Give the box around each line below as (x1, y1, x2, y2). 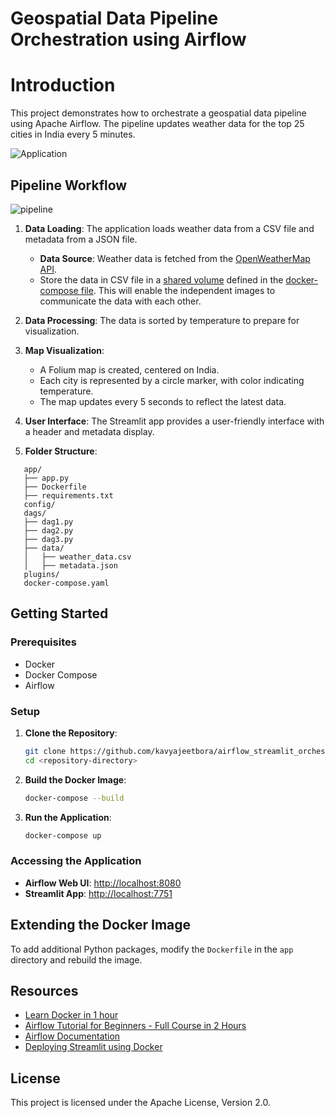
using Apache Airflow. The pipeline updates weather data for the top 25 (10, 118, 305, 130)
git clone (24, 746, 67, 756)
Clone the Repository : (24, 727, 118, 739)
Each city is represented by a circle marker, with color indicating (39, 374, 305, 386)
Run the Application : (24, 811, 112, 823)
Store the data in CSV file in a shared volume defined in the (39, 273, 284, 286)
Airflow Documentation (24, 1030, 121, 1042)
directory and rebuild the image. (10, 953, 143, 966)
